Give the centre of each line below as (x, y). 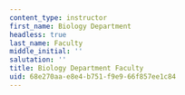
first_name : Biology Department (70, 26)
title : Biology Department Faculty (77, 69)
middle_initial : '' (46, 52)
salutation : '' (38, 60)
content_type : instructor (58, 18)
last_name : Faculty (46, 43)
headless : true (38, 34)
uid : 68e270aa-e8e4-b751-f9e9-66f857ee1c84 (93, 77)
